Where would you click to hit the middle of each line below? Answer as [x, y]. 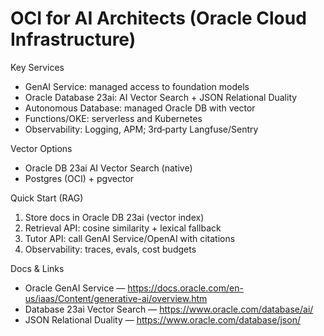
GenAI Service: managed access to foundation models [137, 86]
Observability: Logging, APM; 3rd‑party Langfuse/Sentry [141, 129]
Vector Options [41, 148]
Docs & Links [37, 268]
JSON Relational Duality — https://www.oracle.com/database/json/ [162, 319]
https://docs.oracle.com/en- [185, 288]
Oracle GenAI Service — [75, 288]
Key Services [37, 67]
